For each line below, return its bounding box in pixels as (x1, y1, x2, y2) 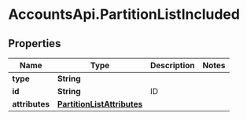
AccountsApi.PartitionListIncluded (8, 5, 240, 24)
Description (149, 60, 195, 71)
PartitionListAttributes (57, 99, 143, 109)
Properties (8, 37, 61, 50)
